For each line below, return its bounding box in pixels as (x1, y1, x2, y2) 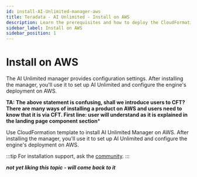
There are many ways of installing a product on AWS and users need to (6, 105, 182, 112)
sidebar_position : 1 (6, 30, 57, 36)
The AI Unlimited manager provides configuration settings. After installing (6, 75, 184, 82)
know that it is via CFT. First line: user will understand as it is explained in (6, 111, 188, 118)
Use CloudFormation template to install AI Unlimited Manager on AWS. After (6, 129, 189, 136)
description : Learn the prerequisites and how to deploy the (6, 19, 159, 25)
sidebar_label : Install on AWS (6, 25, 83, 31)
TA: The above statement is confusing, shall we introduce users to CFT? (6, 99, 186, 106)
